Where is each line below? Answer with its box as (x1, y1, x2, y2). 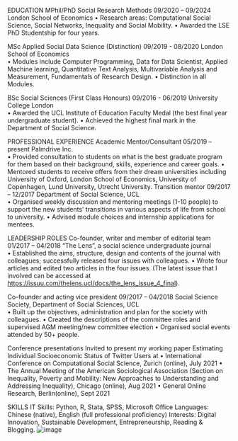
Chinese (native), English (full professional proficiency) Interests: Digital (7, 411, 217, 418)
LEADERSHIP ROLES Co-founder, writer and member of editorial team (7, 234, 211, 242)
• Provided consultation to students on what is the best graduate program (7, 152, 223, 161)
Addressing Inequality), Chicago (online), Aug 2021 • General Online (7, 382, 207, 390)
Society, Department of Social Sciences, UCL (7, 300, 140, 309)
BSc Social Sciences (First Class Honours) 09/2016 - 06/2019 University (7, 93, 218, 102)
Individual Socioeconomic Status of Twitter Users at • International (7, 352, 202, 360)
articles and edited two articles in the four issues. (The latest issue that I (7, 264, 217, 272)
